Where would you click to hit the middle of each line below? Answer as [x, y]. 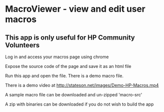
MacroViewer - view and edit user [75, 9]
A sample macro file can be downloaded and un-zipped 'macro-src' [74, 95]
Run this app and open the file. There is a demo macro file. [64, 76]
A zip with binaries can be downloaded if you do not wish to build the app [79, 104]
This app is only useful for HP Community [70, 37]
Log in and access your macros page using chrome [57, 57]
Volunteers [22, 45]
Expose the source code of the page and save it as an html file [68, 66]
